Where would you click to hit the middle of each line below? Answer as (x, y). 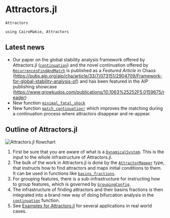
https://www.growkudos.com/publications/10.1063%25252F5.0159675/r (90, 92)
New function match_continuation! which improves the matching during (88, 108)
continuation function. (36, 200)
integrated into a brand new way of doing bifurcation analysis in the (83, 195)
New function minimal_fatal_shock (49, 103)
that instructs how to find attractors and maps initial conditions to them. (87, 168)
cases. (20, 211)
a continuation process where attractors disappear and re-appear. (82, 113)
